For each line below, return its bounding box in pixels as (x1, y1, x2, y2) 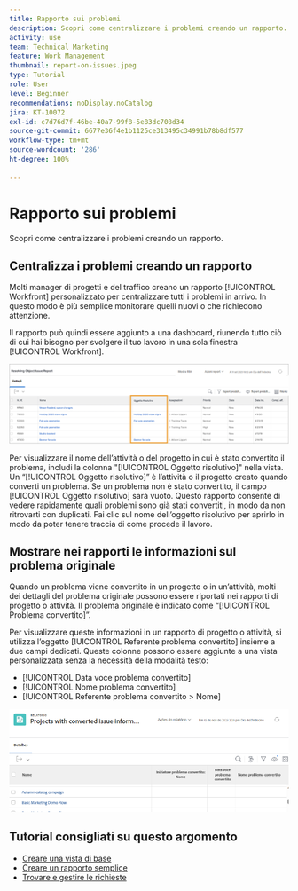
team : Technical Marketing (9, 43, 109, 51)
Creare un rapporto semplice (21, 862, 129, 873)
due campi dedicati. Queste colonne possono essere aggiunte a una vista (9, 646, 278, 657)
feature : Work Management (9, 51, 105, 61)
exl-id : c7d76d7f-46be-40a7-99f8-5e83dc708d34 (9, 117, 184, 126)
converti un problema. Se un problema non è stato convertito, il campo (9, 480, 268, 492)
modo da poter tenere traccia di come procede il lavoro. (9, 518, 213, 529)
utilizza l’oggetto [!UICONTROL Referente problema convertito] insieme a (9, 636, 276, 647)
